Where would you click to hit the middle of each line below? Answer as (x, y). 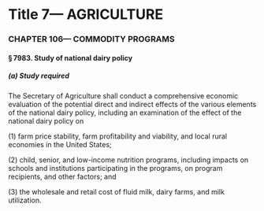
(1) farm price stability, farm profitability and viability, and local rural (117, 136)
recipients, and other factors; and (62, 176)
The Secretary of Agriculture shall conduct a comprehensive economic (123, 95)
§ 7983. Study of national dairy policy (70, 57)
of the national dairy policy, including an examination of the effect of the (125, 113)
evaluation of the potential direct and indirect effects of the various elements (132, 104)
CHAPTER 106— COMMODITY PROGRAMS (91, 39)
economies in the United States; (60, 144)
